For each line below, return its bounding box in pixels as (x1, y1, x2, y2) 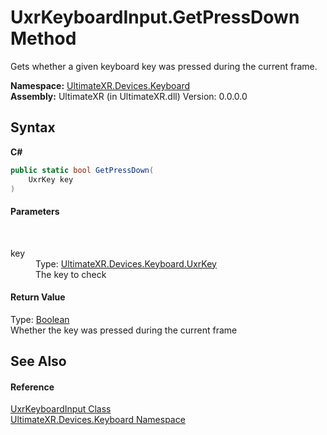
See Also (10, 353, 67, 370)
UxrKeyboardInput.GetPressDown (10, 6, 300, 29)
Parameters (10, 205, 60, 217)
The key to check (35, 268, 107, 280)
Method (10, 27, 77, 50)
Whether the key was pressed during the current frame (10, 324, 238, 336)
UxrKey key (28, 174, 74, 185)
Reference (10, 381, 55, 393)
